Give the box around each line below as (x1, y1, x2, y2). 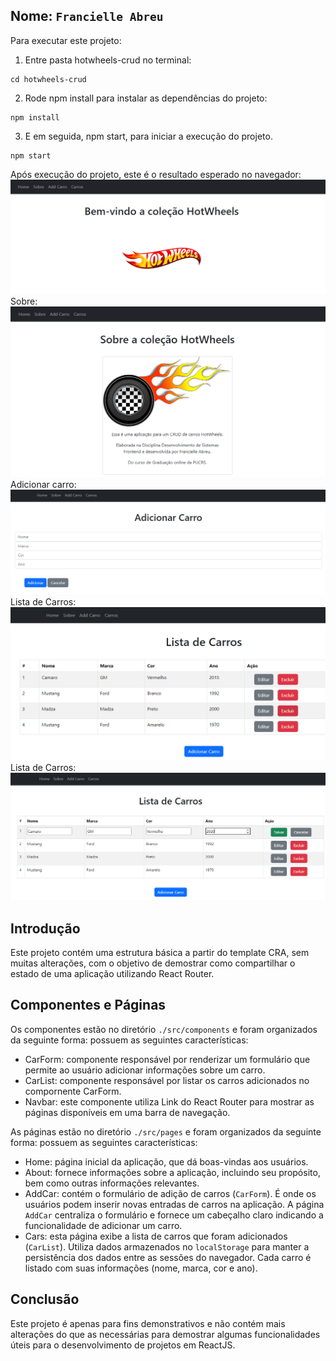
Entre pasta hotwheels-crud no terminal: (24, 54, 192, 66)
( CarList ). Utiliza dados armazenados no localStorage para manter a (24, 1240, 310, 1253)
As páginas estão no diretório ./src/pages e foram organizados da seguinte (10, 1125, 322, 1138)
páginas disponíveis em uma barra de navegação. (24, 1106, 231, 1118)
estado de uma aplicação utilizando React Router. (10, 968, 215, 980)
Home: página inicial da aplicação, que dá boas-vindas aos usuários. (24, 1155, 309, 1168)
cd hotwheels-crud (10, 74, 87, 84)
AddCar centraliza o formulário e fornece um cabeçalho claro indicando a (24, 1209, 324, 1221)
